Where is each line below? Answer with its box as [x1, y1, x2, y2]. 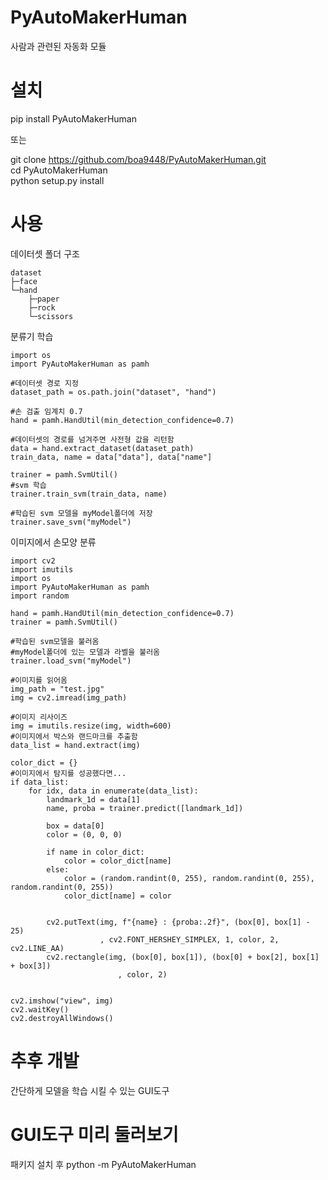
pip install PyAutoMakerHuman [10, 112, 137, 125]
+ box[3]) [10, 961, 52, 971]
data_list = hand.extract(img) [10, 740, 141, 750]
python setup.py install [10, 174, 105, 186]
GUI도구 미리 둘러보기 [10, 1123, 179, 1146]
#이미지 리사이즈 [10, 712, 68, 722]
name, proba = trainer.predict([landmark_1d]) [46, 803, 244, 813]
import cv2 [10, 556, 56, 566]
